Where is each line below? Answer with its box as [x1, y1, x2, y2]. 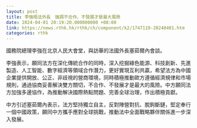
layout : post [6, 8, 38, 15]
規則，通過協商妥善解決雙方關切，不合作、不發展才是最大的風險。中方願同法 [6, 81, 191, 88]
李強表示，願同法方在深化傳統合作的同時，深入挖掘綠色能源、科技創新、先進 [6, 60, 191, 67]
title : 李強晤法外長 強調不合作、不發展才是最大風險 [6, 14, 121, 20]
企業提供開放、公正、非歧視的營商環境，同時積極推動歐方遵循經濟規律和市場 [6, 74, 191, 81]
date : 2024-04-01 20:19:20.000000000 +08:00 [6, 19, 117, 25]
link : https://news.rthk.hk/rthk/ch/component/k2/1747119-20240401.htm [6, 25, 185, 31]
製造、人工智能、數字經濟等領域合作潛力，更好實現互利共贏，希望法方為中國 [6, 67, 191, 74]
